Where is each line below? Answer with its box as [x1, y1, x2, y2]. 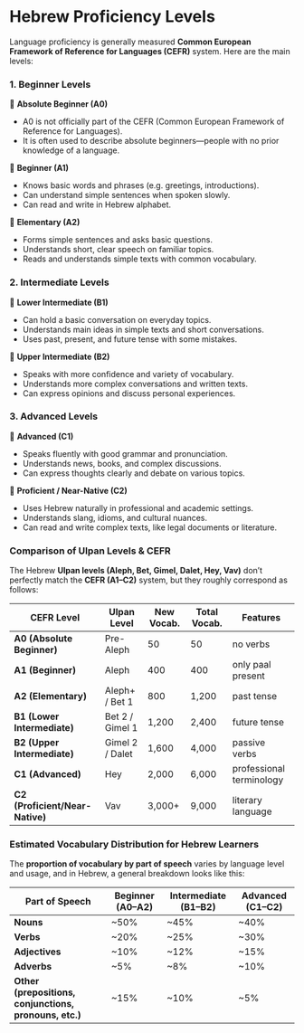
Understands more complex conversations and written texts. [22, 378, 249, 389]
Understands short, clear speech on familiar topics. [22, 244, 214, 255]
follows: [9, 584, 39, 595]
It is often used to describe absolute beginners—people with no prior [22, 136, 280, 147]
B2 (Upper [14, 736, 60, 749]
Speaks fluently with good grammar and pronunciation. [22, 448, 228, 459]
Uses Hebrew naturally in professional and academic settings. [22, 502, 254, 513]
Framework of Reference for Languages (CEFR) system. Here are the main [9, 45, 291, 56]
